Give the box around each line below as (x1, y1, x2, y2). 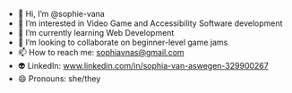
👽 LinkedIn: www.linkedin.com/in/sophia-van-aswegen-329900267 (17, 61, 269, 71)
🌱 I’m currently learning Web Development (17, 28, 175, 38)
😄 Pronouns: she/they (17, 73, 101, 84)
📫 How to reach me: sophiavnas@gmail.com (17, 47, 185, 57)
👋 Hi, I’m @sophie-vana (17, 9, 105, 19)
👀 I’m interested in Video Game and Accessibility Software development (17, 18, 283, 29)
